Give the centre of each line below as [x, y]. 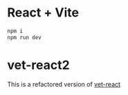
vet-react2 [39, 65]
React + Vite [43, 13]
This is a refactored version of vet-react [64, 84]
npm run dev [24, 37]
